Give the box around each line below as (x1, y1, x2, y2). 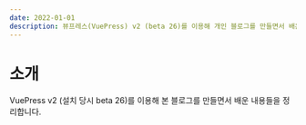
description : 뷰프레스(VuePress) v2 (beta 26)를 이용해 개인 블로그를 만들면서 (9, 22, 285, 31)
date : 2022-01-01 (9, 13, 76, 23)
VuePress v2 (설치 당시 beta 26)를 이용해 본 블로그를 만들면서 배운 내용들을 (9, 95, 280, 106)
